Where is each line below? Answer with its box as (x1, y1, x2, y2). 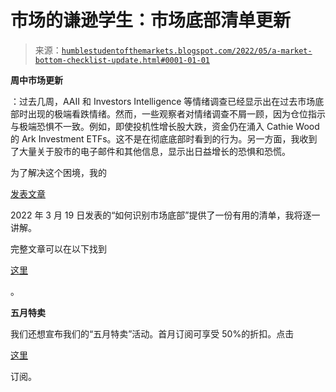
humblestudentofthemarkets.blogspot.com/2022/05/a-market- (61, 46, 313, 56)
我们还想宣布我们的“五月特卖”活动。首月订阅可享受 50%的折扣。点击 (10, 327, 295, 340)
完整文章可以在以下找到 (10, 242, 107, 255)
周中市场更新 (10, 74, 63, 86)
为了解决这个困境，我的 (10, 166, 107, 178)
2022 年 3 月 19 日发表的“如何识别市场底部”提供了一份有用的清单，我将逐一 (10, 209, 321, 221)
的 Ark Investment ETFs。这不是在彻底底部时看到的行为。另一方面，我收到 (10, 132, 318, 145)
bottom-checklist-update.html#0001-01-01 (34, 55, 210, 65)
